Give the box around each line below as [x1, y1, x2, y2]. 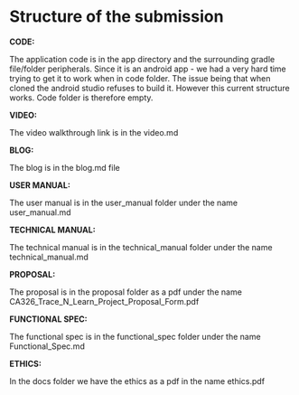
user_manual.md [9, 206, 71, 218]
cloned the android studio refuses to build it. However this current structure [9, 82, 291, 93]
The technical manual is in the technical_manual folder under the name [9, 241, 273, 252]
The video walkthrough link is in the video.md [9, 127, 179, 137]
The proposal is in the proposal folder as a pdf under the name [9, 287, 242, 297]
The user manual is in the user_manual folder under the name [9, 197, 238, 208]
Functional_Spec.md [9, 341, 86, 352]
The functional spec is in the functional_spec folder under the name [9, 331, 261, 342]
